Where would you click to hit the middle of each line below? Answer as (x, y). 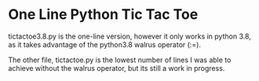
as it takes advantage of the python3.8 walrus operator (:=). (105, 44)
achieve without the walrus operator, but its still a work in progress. (117, 68)
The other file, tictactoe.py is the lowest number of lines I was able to (120, 60)
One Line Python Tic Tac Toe (103, 15)
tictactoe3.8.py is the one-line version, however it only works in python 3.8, (129, 36)
